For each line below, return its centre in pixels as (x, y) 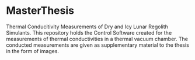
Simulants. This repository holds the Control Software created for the (89, 32)
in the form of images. (33, 51)
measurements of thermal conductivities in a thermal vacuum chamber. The (97, 39)
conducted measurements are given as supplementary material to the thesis (98, 45)
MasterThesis (40, 11)
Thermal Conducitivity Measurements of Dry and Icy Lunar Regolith (87, 27)
